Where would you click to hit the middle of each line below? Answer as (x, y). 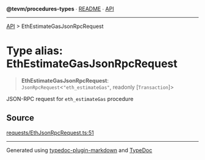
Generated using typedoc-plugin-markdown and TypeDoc (79, 150)
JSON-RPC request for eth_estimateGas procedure (70, 99)
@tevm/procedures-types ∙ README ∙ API (60, 9)
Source (20, 118)
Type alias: (34, 51)
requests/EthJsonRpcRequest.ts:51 (50, 133)
